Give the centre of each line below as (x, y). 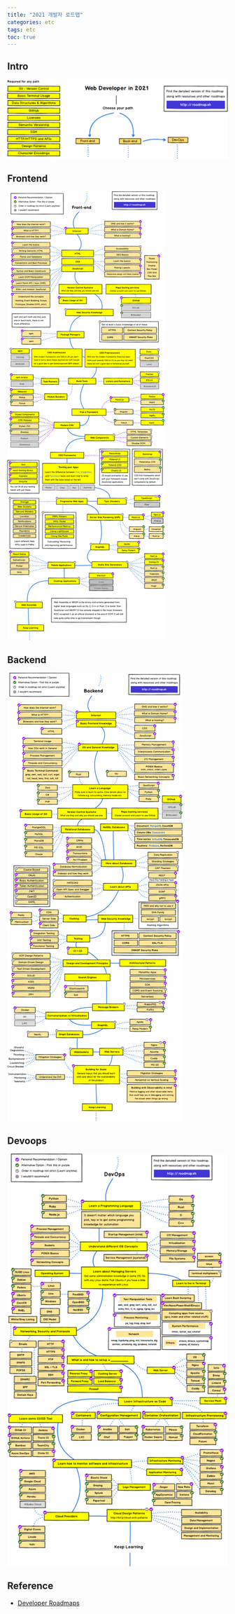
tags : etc (22, 29)
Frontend (28, 179)
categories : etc (31, 22)
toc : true (22, 37)
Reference (30, 1586)
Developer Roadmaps (49, 1603)
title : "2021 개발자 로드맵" (45, 15)
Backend (27, 660)
